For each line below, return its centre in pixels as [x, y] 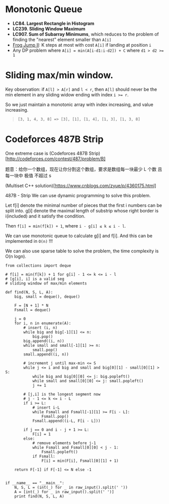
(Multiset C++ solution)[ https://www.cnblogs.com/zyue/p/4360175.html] [81, 186]
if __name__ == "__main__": [35, 483]
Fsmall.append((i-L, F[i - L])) [66, 421]
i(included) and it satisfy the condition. [45, 216]
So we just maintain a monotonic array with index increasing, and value [79, 104]
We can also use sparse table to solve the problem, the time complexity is [82, 251]
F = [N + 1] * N [32, 305]
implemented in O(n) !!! [29, 241]
